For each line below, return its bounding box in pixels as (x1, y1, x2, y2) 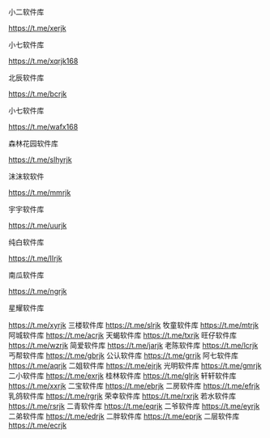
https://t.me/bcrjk (8, 89, 67, 99)
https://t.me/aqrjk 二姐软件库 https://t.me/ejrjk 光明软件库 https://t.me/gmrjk (8, 361, 262, 370)
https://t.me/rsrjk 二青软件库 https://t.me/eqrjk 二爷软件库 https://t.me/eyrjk (8, 402, 260, 410)
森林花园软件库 (8, 138, 58, 148)
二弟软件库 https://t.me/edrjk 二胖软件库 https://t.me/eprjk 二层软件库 (8, 411, 240, 421)
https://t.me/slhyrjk (8, 155, 72, 164)
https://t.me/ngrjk (8, 287, 67, 296)
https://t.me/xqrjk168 (8, 56, 79, 66)
